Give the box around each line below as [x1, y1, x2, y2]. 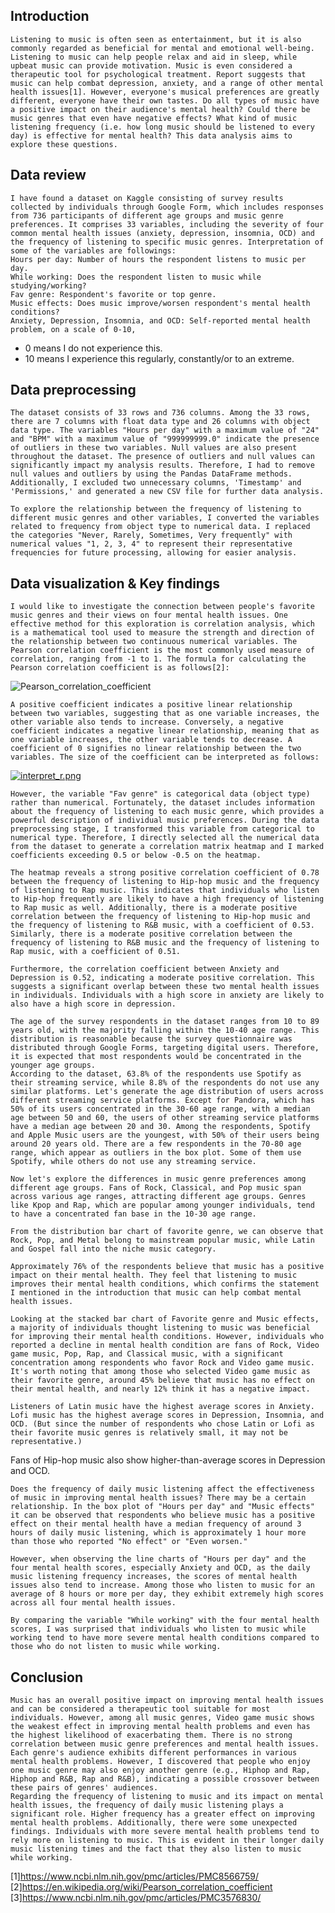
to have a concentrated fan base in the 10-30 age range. [10, 1209, 257, 1219]
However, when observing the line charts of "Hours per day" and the [10, 1554, 307, 1564]
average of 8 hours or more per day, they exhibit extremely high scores [10, 1589, 325, 1599]
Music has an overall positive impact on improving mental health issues [10, 1695, 325, 1706]
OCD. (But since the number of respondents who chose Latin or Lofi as [10, 1419, 315, 1429]
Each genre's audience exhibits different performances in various [10, 1748, 298, 1758]
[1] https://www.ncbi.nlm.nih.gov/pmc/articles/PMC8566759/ [10, 1870, 259, 1883]
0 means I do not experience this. [24, 342, 163, 354]
